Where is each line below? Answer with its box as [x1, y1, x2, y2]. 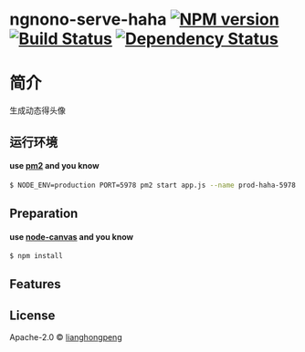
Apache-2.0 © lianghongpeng [9, 332, 122, 343]
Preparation [9, 205, 79, 221]
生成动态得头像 [9, 105, 66, 116]
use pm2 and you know [9, 160, 100, 171]
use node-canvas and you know [9, 231, 134, 242]
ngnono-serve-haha [9, 9, 167, 30]
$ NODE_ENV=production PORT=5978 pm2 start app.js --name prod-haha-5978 [9, 181, 297, 190]
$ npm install [9, 252, 64, 261]
